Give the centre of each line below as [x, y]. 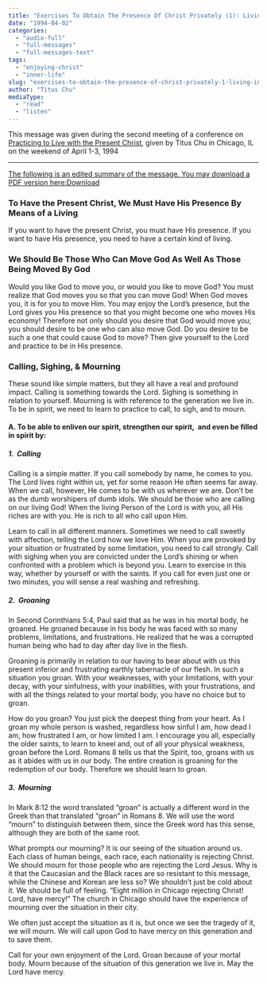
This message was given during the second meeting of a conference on [126, 134]
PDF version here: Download [54, 182]
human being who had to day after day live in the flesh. [98, 645]
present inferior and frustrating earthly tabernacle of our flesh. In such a [126, 669]
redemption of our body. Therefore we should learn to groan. [108, 769]
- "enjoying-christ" [49, 68]
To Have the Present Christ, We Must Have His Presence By [125, 203]
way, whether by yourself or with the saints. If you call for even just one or [130, 574]
